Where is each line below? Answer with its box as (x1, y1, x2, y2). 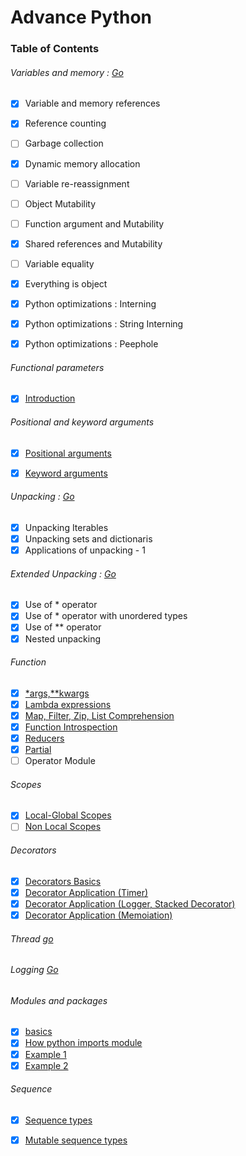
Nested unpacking (24, 632, 102, 645)
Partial (24, 744, 52, 756)
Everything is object (24, 277, 108, 290)
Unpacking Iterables (24, 521, 109, 533)
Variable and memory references (24, 97, 161, 110)
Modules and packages (10, 994, 108, 1006)
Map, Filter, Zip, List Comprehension (24, 709, 175, 721)
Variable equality (24, 257, 95, 270)
